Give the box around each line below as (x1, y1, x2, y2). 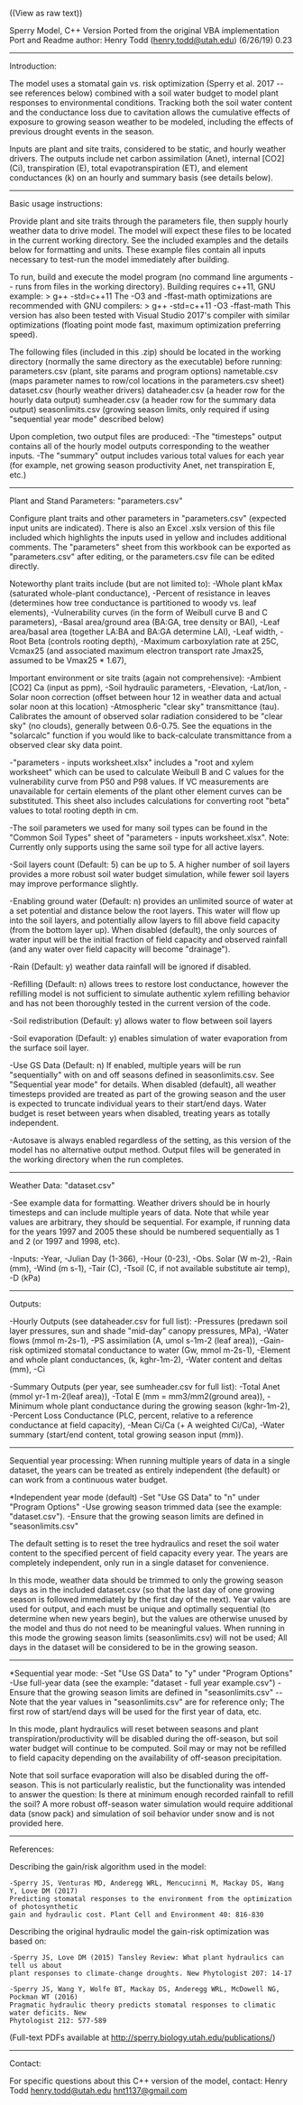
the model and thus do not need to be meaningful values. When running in (9, 1623, 286, 1633)
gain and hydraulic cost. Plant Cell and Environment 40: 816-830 (9, 1910, 264, 1919)
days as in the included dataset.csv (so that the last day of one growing (9, 1584, 275, 1595)
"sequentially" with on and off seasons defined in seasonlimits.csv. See (9, 1069, 275, 1080)
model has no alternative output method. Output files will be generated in (9, 1145, 281, 1155)
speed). (9, 329, 38, 339)
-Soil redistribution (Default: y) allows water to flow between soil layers (9, 1015, 273, 1026)
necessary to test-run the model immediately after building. (9, 254, 230, 264)
